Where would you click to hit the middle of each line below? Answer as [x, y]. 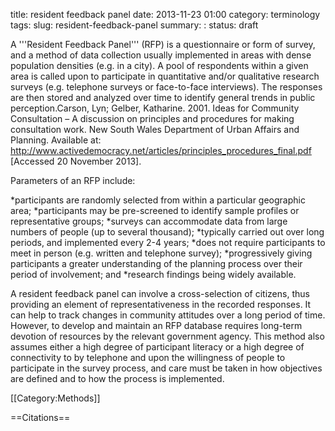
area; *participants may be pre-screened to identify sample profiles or [155, 210]
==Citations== [40, 417]
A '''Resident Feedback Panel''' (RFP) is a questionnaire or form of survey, [163, 44]
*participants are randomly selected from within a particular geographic [158, 200]
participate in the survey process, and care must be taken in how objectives [166, 368]
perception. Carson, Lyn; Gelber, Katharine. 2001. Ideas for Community [155, 108]
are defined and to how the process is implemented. [117, 378]
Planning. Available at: [56, 140]
